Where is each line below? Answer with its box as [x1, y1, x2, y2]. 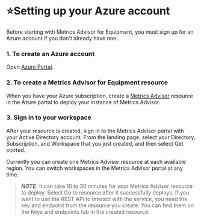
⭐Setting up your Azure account [6, 4, 170, 18]
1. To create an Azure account [6, 49, 95, 58]
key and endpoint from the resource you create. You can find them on [20, 202, 194, 209]
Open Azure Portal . [6, 63, 54, 70]
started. [6, 146, 26, 154]
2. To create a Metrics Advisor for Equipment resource [6, 78, 169, 87]
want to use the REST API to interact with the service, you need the [20, 195, 188, 202]
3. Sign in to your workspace [6, 113, 91, 122]
